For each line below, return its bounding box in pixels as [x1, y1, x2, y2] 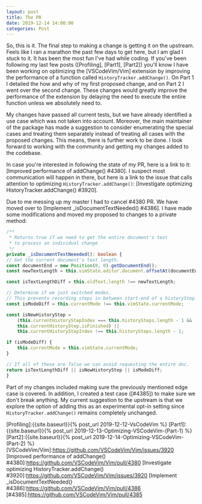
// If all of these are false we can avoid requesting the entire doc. [6, 361, 189, 367]
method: [6, 217, 27, 225]
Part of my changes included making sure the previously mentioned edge [6, 383, 188, 390]
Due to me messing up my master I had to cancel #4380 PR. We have [6, 198, 179, 205]
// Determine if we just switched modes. [6, 290, 112, 296]
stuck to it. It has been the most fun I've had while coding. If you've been [6, 55, 187, 62]
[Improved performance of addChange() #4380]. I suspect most [6, 168, 165, 175]
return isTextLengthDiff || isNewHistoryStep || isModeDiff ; [6, 367, 163, 373]
